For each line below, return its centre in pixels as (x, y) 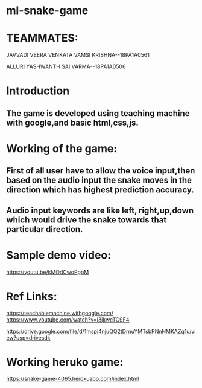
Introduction (38, 91)
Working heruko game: (65, 362)
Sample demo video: (59, 255)
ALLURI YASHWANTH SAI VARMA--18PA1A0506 (66, 66)
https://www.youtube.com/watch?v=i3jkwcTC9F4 (68, 319)
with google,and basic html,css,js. (72, 122)
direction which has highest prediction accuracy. (100, 190)
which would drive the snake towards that (87, 220)
